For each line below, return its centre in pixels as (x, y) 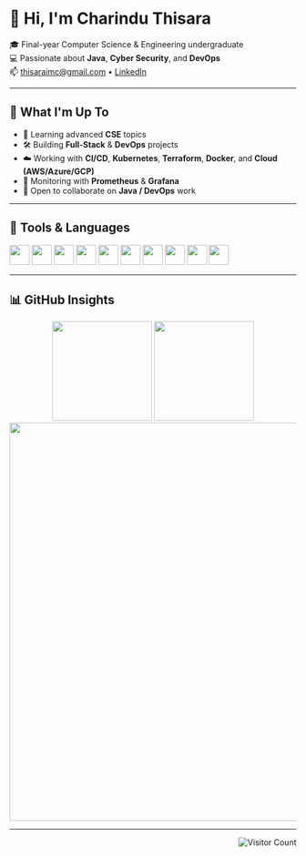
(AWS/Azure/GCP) (58, 171)
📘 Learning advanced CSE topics (85, 134)
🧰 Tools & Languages (70, 228)
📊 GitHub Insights (62, 300)
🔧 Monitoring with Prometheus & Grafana (101, 180)
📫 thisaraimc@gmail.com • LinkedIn (78, 71)
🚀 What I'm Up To (59, 112)
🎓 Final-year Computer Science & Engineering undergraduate (127, 44)
